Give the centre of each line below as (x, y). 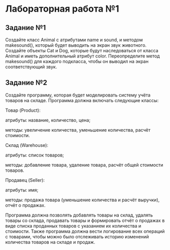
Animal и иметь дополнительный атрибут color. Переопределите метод (82, 56)
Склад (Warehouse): (27, 145)
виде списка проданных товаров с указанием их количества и (73, 226)
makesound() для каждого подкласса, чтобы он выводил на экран (77, 61)
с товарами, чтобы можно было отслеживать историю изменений (77, 236)
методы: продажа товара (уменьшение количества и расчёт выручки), (82, 200)
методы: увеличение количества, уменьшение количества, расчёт (78, 130)
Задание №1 (26, 28)
